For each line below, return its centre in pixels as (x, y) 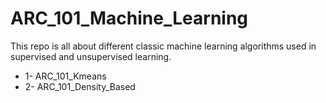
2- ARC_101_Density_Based (80, 86)
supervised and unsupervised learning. (91, 56)
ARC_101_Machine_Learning (129, 18)
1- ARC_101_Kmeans (65, 76)
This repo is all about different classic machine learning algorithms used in (163, 46)
